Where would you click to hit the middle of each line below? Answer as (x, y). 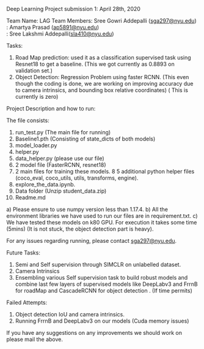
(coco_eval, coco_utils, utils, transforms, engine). (77, 178)
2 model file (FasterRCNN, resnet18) (60, 165)
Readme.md (30, 198)
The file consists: (28, 120)
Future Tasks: (24, 253)
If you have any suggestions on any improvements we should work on (94, 333)
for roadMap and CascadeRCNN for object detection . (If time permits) (104, 290)
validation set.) (34, 71)
